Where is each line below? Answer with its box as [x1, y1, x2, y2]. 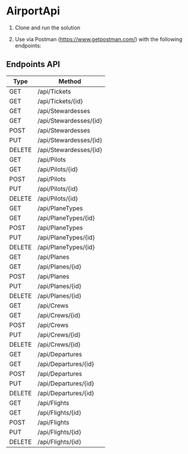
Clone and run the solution [14, 24, 81, 31]
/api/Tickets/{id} [37, 97, 83, 105]
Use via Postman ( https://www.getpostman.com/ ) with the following [14, 35, 183, 43]
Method [58, 77, 81, 85]
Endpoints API [6, 59, 60, 69]
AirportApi [6, 4, 60, 18]
